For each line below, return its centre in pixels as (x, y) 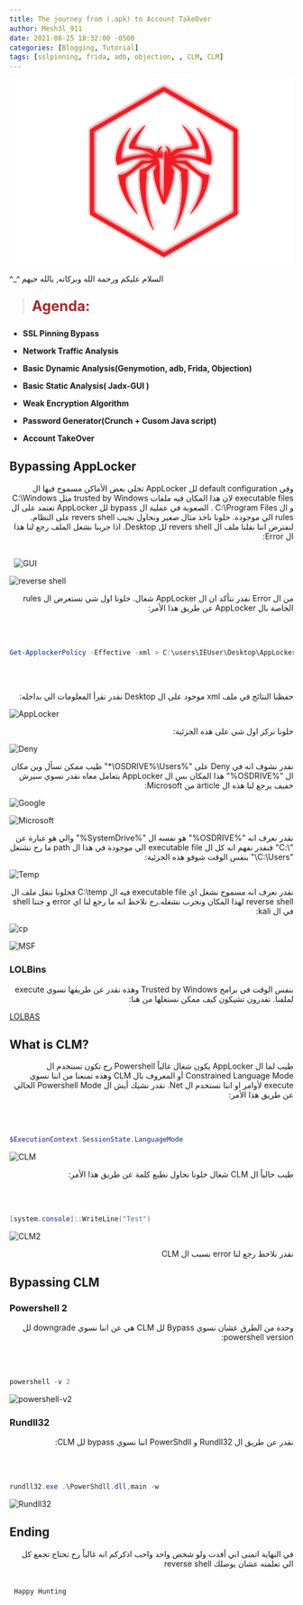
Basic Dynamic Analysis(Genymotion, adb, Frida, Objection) (137, 368)
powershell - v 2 (40, 1381)
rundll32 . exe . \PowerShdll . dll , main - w (84, 1487)
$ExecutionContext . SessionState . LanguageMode (96, 1140)
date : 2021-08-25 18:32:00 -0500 (72, 38)
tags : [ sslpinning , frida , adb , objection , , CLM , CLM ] (116, 57)
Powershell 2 (38, 1307)
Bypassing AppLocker (73, 467)
